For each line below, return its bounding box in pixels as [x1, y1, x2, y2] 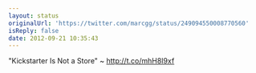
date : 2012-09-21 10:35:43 [8, 34, 99, 43]
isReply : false [8, 26, 59, 34]
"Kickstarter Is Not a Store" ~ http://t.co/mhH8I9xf [8, 56, 175, 66]
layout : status [8, 11, 59, 20]
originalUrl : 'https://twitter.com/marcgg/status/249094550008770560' [8, 19, 250, 27]
